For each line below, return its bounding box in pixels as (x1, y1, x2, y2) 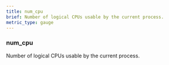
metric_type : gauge (6, 19, 54, 25)
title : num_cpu (6, 8, 43, 15)
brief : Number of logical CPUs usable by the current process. (6, 14, 164, 20)
